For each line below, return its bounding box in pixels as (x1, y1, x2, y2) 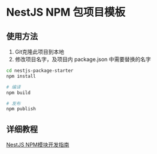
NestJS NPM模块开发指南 (6, 141, 70, 149)
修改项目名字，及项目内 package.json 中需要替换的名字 (14, 56, 152, 63)
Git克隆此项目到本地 (14, 49, 65, 55)
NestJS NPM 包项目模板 (6, 5, 126, 19)
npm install (6, 73, 36, 79)
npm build (6, 89, 31, 96)
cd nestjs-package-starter (6, 68, 74, 74)
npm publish (6, 106, 36, 112)
